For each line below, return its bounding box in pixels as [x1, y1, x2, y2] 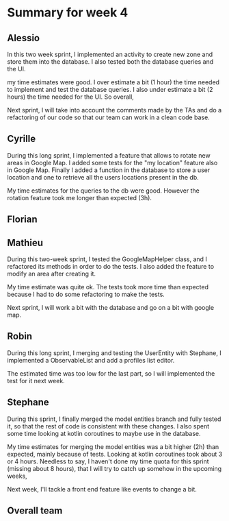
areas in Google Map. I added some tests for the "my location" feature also [7, 158, 218, 167]
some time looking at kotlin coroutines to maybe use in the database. [7, 429, 201, 437]
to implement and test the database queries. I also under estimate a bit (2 [7, 86, 213, 93]
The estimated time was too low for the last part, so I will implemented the [7, 369, 215, 378]
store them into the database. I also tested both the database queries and [7, 58, 214, 66]
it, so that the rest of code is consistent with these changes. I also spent [7, 422, 210, 430]
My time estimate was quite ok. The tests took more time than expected [7, 283, 209, 291]
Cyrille [7, 133, 36, 145]
